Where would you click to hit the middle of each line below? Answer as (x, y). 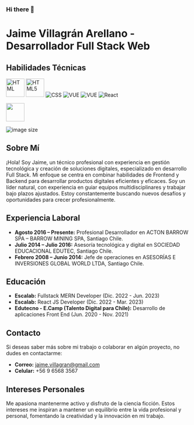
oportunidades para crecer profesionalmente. (61, 199)
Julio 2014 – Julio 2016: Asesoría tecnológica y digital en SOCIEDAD (97, 244)
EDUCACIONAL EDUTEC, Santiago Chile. (64, 251)
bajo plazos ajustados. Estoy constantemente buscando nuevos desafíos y (96, 193)
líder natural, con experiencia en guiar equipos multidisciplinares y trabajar (96, 187)
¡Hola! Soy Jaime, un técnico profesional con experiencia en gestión (88, 162)
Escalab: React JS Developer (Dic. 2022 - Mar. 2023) (79, 302)
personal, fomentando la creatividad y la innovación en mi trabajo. (86, 416)
